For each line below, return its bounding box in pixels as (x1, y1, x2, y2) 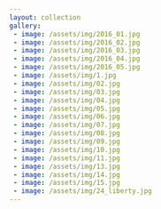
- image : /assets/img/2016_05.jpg (12, 63, 141, 72)
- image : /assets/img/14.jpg (12, 170, 121, 179)
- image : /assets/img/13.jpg (12, 162, 121, 171)
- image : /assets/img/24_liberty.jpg (12, 187, 152, 196)
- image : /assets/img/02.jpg (12, 79, 121, 88)
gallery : (9, 21, 42, 30)
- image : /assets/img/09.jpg (12, 137, 121, 146)
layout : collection (9, 12, 81, 22)
